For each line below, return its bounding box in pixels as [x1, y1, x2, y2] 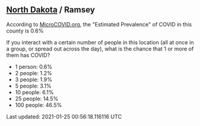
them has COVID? [6, 51, 50, 59]
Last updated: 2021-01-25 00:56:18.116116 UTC [6, 113, 122, 120]
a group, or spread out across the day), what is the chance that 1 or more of [6, 45, 194, 52]
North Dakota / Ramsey [6, 5, 95, 15]
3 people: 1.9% [14, 76, 52, 83]
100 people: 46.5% [14, 101, 62, 109]
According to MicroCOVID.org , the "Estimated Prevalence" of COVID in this [6, 20, 192, 28]
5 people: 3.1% [14, 82, 52, 89]
